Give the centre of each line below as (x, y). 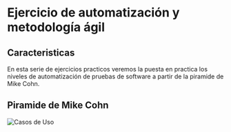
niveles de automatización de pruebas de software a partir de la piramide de (115, 76)
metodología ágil (56, 27)
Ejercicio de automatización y (93, 13)
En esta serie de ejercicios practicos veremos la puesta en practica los (108, 69)
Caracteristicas (41, 53)
